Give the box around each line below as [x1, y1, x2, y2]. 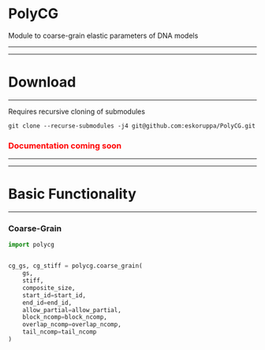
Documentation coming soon [8, 140, 122, 151]
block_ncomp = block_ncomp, [22, 313, 108, 322]
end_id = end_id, [22, 299, 73, 307]
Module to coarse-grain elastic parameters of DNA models [8, 31, 199, 40]
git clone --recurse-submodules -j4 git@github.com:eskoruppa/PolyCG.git [8, 121, 256, 130]
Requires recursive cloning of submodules [8, 106, 146, 116]
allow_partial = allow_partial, [22, 306, 122, 314]
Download [8, 73, 77, 91]
